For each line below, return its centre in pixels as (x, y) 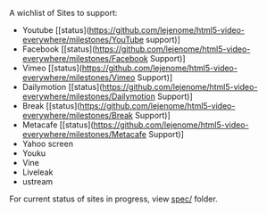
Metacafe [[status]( (58, 125)
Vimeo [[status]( (52, 68)
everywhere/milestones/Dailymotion (89, 96)
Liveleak (38, 172)
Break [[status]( (51, 106)
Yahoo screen (48, 143)
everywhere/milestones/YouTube (83, 40)
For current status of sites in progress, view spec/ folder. (113, 199)
